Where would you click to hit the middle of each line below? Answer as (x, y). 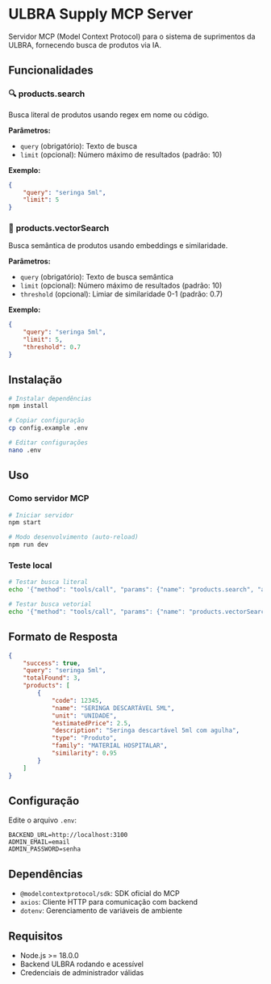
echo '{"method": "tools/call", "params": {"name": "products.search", (131, 590)
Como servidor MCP (49, 498)
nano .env (25, 450)
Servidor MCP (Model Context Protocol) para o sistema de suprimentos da (132, 36)
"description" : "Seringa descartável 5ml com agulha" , (146, 731)
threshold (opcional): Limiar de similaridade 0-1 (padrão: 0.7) (121, 294)
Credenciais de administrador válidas (82, 972)
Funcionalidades (51, 71)
